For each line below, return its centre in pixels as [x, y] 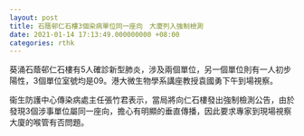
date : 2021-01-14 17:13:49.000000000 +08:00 [95, 34]
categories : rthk [42, 43]
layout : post [34, 18]
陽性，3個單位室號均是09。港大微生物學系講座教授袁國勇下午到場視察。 [144, 81]
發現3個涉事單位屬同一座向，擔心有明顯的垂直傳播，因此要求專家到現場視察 [151, 111]
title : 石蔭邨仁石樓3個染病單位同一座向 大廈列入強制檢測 [106, 26]
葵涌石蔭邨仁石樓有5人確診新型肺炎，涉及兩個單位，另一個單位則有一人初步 [151, 69]
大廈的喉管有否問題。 [49, 122]
